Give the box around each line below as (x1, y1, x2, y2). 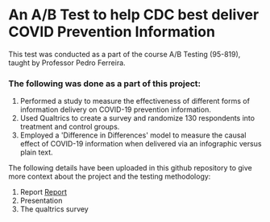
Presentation (19, 195, 63, 206)
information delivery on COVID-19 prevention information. (19, 105, 211, 114)
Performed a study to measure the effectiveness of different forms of (19, 97, 250, 106)
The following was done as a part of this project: (8, 78, 201, 89)
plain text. (19, 147, 54, 158)
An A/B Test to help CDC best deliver (8, 6, 260, 24)
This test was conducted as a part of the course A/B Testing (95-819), (8, 49, 241, 59)
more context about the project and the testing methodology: (8, 171, 211, 182)
